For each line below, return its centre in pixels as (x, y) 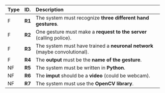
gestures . (47, 24)
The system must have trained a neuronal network (95, 46)
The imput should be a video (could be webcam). (93, 76)
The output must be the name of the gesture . (89, 60)
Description (50, 9)
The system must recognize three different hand (92, 18)
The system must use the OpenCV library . (85, 84)
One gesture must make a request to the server (91, 32)
